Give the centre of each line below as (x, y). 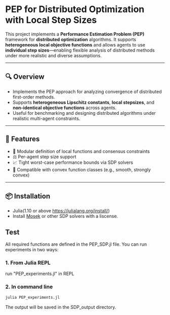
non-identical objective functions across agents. (65, 108)
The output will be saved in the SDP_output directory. (61, 307)
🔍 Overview (25, 77)
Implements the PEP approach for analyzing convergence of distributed (87, 92)
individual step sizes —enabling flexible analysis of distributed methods (80, 50)
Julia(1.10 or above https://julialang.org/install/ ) (61, 211)
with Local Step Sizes (51, 20)
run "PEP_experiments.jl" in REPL (40, 274)
